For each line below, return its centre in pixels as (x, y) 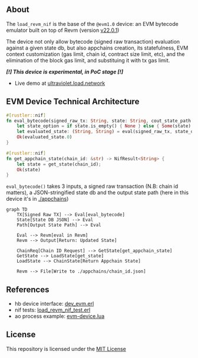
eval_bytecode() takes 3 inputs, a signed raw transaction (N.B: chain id (92, 186)
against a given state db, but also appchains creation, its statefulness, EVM (97, 48)
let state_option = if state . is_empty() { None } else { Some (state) (104, 126)
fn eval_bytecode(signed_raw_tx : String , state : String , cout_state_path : (100, 121)
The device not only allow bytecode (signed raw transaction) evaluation (93, 41)
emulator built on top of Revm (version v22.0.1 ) (63, 30)
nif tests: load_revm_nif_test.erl (52, 310)
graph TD (17, 210)
